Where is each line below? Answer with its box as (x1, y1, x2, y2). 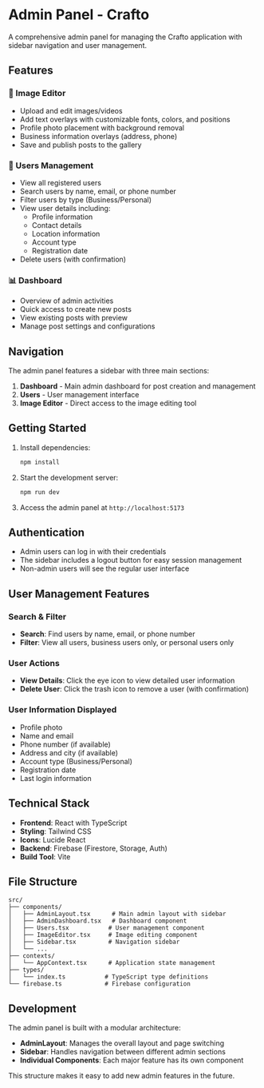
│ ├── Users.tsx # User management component (8, 924, 205, 932)
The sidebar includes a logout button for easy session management (19, 556, 242, 565)
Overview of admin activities (19, 296, 114, 305)
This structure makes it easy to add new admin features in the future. (8, 1071, 235, 1081)
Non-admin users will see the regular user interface (19, 564, 190, 573)
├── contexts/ (8, 952, 56, 960)
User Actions (8, 658, 60, 669)
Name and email (19, 731, 74, 740)
